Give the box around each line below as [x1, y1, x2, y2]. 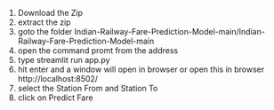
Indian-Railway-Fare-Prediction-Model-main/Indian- [74, 27, 265, 36]
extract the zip [17, 17, 71, 27]
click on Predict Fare [17, 92, 93, 103]
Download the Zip [17, 8, 83, 18]
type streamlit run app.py [17, 55, 110, 65]
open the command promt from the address [17, 45, 179, 56]
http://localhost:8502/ [17, 74, 99, 83]
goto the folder [17, 27, 73, 36]
